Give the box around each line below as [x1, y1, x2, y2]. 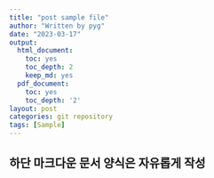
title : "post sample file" [9, 12, 109, 22]
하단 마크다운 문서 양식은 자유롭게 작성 [9, 156, 206, 171]
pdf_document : [17, 79, 69, 88]
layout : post [9, 104, 58, 113]
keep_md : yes [25, 71, 74, 80]
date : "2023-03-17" [9, 29, 82, 38]
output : [9, 37, 38, 47]
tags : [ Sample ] [9, 121, 66, 130]
